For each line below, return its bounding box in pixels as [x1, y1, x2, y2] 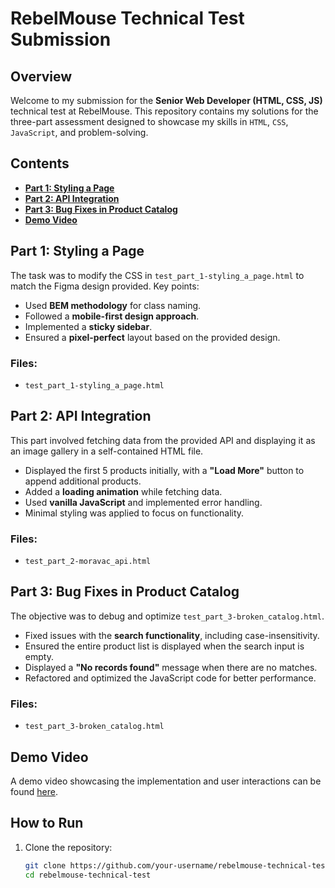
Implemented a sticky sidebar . [24, 320, 153, 332]
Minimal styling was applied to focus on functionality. [24, 507, 245, 519]
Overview [10, 68, 73, 85]
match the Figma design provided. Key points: [10, 280, 200, 292]
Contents [10, 155, 70, 172]
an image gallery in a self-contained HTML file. [10, 445, 204, 457]
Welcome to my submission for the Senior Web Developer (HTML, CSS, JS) [10, 95, 323, 106]
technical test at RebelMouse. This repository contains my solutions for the [10, 105, 319, 117]
